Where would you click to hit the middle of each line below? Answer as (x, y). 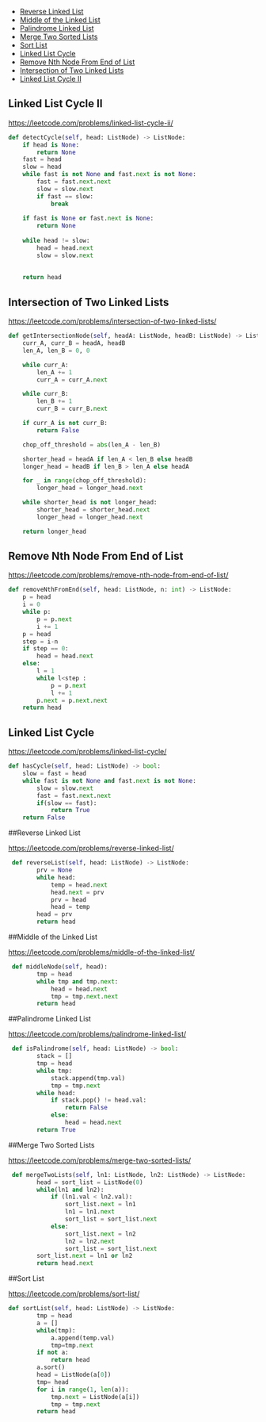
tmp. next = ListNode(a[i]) (95, 1397)
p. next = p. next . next (72, 700)
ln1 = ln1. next (89, 1212)
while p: (37, 612)
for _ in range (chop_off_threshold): (85, 481)
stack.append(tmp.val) (88, 1078)
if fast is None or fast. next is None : (88, 218)
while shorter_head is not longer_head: (90, 503)
